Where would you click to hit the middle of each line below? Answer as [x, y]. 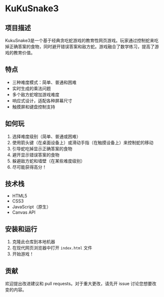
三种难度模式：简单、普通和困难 [44, 82]
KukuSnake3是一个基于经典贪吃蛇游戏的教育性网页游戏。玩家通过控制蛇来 [80, 40]
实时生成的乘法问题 [31, 88]
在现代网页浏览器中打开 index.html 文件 [52, 248]
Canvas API [24, 212]
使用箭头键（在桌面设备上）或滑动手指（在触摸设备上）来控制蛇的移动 [83, 142]
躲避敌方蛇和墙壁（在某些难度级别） [49, 161]
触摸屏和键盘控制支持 [33, 107]
